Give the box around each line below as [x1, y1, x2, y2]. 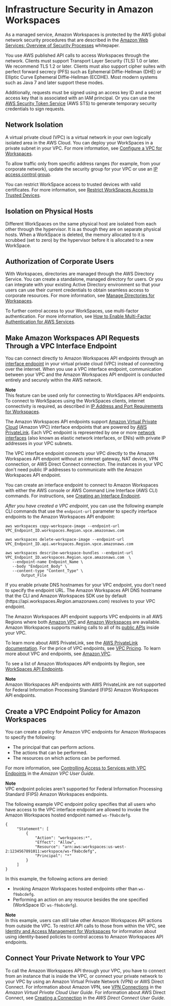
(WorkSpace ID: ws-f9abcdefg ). [12, 902, 78, 908]
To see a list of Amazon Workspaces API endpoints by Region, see [5, 661, 145, 667]
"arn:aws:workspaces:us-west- [62, 844, 127, 849]
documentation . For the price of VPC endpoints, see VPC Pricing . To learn [5, 645, 161, 652]
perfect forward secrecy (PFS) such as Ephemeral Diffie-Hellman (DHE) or [5, 68, 162, 75]
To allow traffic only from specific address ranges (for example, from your [5, 160, 161, 166]
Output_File [21, 573, 47, 578]
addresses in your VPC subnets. [5, 441, 73, 447]
